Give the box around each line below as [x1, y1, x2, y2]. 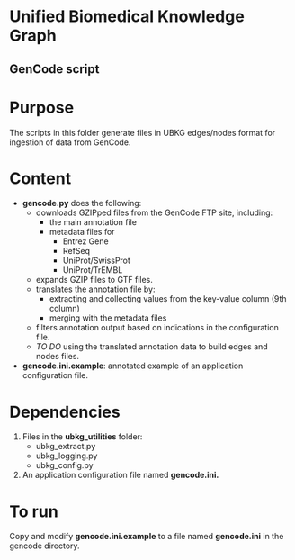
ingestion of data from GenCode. [9, 137, 131, 148]
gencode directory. [9, 540, 80, 551]
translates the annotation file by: [35, 284, 156, 294]
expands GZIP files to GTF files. [35, 275, 153, 285]
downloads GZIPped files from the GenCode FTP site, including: [35, 207, 273, 218]
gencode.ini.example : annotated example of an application [22, 360, 244, 371]
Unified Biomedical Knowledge [9, 6, 245, 27]
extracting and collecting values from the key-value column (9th [49, 294, 287, 304]
